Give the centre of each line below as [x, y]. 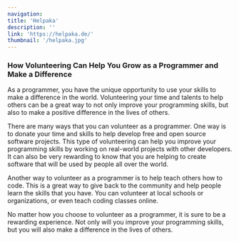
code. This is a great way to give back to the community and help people [114, 185]
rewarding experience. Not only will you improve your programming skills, [116, 222]
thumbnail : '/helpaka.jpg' [47, 41]
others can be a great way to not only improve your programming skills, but [118, 105]
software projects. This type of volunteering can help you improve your [112, 142]
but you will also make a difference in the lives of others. [90, 230]
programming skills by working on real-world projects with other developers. [120, 149]
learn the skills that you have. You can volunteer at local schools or [106, 193]
